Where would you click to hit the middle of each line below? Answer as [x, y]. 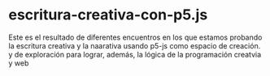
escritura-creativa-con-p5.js [108, 15]
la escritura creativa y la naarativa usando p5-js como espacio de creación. [135, 45]
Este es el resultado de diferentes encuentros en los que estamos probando [135, 37]
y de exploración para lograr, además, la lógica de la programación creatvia [135, 54]
